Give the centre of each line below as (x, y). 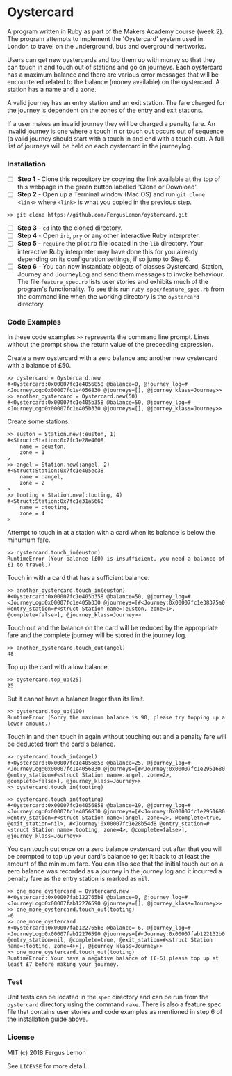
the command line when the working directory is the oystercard (108, 296)
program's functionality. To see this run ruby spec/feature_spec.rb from (121, 289)
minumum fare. (29, 540)
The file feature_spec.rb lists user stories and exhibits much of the (113, 281)
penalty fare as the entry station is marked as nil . (78, 878)
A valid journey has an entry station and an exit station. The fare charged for (116, 102)
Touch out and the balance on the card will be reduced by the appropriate (113, 627)
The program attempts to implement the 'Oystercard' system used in (105, 38)
